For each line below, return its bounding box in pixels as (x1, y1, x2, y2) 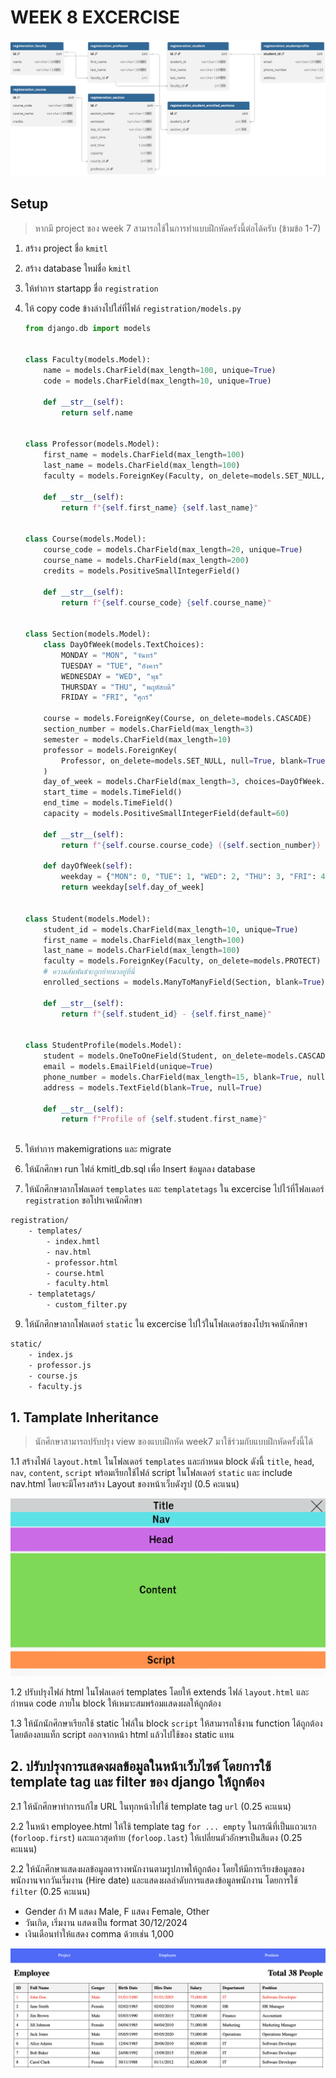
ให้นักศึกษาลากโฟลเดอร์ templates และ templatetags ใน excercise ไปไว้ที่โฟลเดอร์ (24, 1183, 325, 1195)
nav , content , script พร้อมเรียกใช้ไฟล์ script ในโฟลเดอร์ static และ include (10, 1467, 293, 1479)
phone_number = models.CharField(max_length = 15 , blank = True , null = (43, 1072, 330, 1082)
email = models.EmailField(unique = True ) (43, 1062, 214, 1072)
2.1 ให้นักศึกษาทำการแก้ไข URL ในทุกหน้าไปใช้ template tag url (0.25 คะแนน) (10, 1800, 292, 1812)
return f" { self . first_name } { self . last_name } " (61, 502, 259, 513)
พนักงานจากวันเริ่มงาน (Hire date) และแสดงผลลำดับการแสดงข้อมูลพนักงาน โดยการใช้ (10, 1874, 298, 1886)
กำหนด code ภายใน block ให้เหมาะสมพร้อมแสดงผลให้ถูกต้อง (10, 1697, 222, 1709)
